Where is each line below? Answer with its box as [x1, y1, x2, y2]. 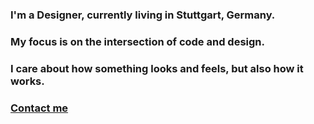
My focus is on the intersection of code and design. [10, 34, 265, 48]
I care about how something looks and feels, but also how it [10, 61, 304, 75]
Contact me [10, 101, 69, 115]
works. [10, 74, 45, 88]
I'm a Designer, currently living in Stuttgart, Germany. [10, 8, 276, 22]
